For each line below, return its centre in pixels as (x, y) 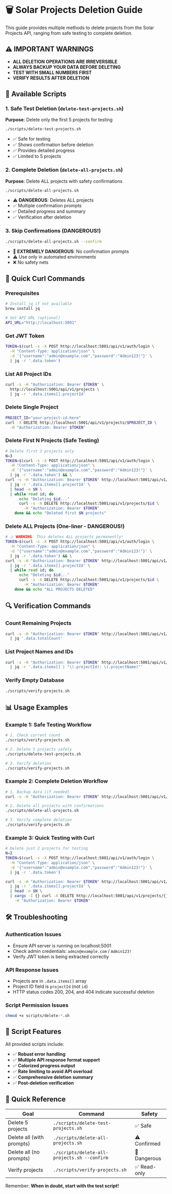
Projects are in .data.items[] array (50, 981)
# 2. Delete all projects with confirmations (55, 806)
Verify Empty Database (35, 680)
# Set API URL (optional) (33, 318)
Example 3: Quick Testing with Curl (50, 838)
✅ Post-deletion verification (43, 1083)
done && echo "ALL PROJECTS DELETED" (55, 589)
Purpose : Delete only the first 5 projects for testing (59, 120)
